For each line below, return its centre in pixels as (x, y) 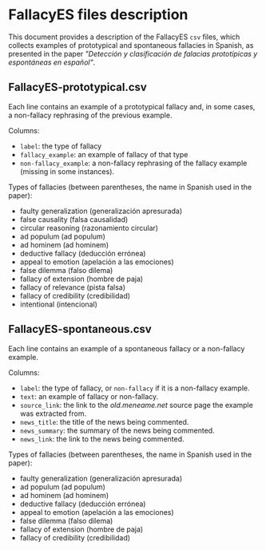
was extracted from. (53, 413)
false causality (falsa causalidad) (74, 219)
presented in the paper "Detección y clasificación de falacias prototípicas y (133, 53)
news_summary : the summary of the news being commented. (117, 430)
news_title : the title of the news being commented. (104, 421)
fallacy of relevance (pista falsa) (73, 287)
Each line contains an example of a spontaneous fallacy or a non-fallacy (127, 348)
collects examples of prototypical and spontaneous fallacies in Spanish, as (131, 45)
